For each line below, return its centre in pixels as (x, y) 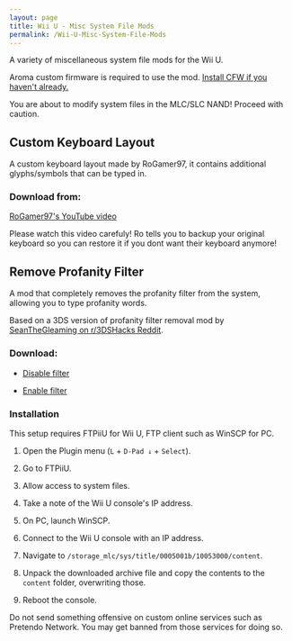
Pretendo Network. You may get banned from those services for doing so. (146, 627)
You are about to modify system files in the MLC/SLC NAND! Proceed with (146, 104)
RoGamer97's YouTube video (63, 216)
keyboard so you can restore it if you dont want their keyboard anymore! (143, 243)
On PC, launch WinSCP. (66, 520)
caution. (24, 114)
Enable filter (44, 390)
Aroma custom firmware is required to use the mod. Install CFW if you (138, 77)
